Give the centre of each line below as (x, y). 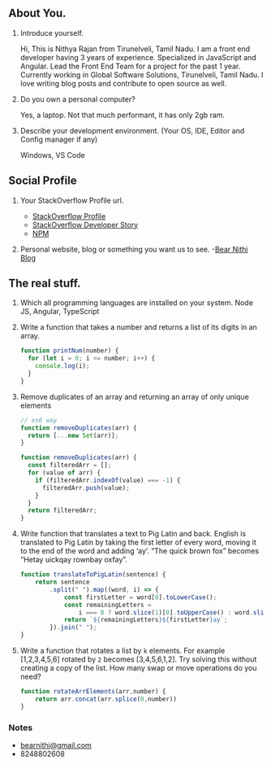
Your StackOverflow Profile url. (72, 200)
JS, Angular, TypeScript (60, 312)
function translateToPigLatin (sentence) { (93, 575)
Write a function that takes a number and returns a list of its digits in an (139, 327)
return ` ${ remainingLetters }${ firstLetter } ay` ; (146, 620)
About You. (37, 13)
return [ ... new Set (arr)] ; (73, 435)
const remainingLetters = (108, 605)
